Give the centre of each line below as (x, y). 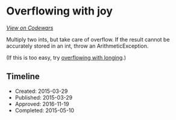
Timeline (23, 77)
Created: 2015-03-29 (41, 91)
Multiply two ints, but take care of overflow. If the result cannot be (88, 39)
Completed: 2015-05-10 (44, 110)
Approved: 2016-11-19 (42, 104)
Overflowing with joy (60, 11)
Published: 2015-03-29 (44, 97)
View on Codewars (30, 28)
